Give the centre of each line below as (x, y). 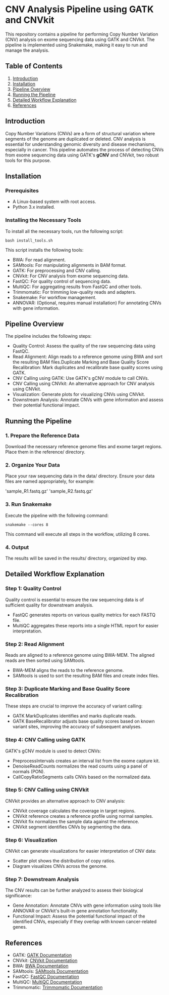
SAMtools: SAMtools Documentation (50, 971)
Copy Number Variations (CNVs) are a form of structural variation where (80, 133)
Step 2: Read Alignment (35, 644)
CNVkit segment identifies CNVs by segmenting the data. (72, 827)
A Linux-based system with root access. (54, 202)
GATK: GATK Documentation (42, 955)
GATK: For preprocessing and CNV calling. (57, 270)
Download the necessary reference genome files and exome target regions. (84, 447)
